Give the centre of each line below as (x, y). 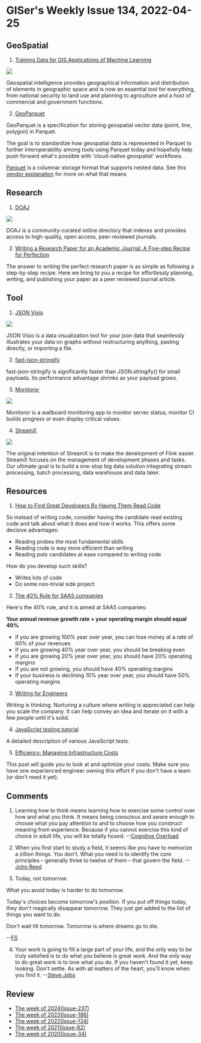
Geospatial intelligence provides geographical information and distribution (98, 83)
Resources (27, 491)
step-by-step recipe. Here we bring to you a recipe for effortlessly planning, (100, 272)
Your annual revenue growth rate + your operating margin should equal (97, 619)
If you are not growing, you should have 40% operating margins (94, 669)
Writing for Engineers (41, 693)
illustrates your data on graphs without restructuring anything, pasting (93, 342)
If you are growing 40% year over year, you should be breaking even (100, 650)
